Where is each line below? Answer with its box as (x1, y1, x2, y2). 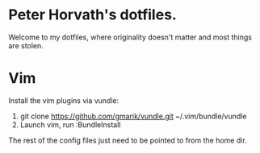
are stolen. (8, 40, 44, 50)
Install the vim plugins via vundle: (8, 95, 120, 105)
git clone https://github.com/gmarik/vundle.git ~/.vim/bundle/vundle (19, 111, 247, 121)
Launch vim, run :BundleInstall (19, 119, 121, 130)
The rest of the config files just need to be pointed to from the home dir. (8, 135, 248, 145)
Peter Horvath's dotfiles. (8, 6, 178, 24)
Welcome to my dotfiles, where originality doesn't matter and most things (8, 32, 253, 42)
